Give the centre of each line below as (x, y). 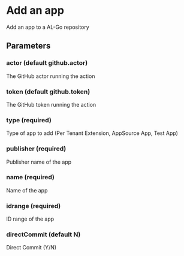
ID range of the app (30, 219)
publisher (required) (36, 149)
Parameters (28, 46)
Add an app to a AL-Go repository (48, 27)
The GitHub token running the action (51, 104)
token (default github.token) (48, 92)
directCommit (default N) (43, 234)
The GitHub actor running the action (51, 76)
